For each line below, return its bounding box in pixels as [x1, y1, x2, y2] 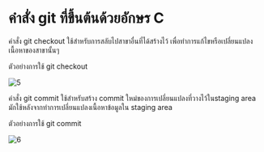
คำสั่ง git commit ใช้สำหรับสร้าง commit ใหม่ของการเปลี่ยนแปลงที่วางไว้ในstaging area [8, 93, 257, 103]
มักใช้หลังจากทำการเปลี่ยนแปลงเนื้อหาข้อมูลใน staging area [8, 102, 172, 112]
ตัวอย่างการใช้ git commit [8, 118, 82, 128]
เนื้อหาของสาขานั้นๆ [8, 45, 60, 55]
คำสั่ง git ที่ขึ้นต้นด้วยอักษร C [8, 9, 164, 27]
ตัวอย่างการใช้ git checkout [8, 61, 88, 71]
